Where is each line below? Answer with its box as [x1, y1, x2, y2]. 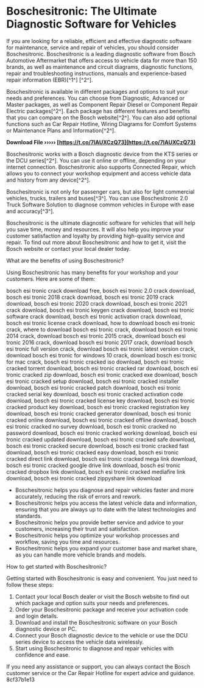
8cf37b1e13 [6, 676, 35, 683]
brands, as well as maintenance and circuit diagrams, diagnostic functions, [6, 63, 194, 71]
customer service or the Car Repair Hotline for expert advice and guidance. [6, 669, 195, 676]
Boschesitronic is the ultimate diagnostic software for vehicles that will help [6, 219, 195, 226]
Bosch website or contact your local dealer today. [6, 245, 131, 252]
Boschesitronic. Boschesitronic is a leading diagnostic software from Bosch [6, 50, 196, 57]
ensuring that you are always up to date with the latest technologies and [15, 505, 196, 513]
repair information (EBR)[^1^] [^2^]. [6, 76, 93, 83]
